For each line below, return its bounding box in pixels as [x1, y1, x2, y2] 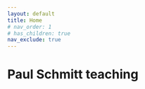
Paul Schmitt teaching [7, 67, 139, 83]
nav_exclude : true [7, 36, 61, 43]
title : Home [7, 17, 42, 24]
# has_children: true [7, 29, 71, 37]
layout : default [7, 10, 55, 18]
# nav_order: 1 [7, 23, 52, 30]
